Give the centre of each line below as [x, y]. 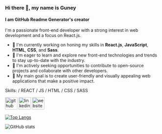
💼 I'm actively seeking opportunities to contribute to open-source [78, 66]
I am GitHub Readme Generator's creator [47, 19]
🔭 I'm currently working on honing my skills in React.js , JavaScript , [80, 45]
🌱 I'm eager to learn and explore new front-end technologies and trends [85, 55]
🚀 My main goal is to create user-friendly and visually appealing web [81, 76]
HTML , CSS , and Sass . [35, 50]
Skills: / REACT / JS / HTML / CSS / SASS [46, 91]
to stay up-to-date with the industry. [49, 60]
